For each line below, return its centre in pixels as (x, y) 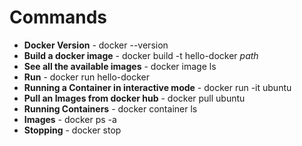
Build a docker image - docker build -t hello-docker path (141, 55)
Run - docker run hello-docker (87, 77)
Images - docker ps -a (70, 119)
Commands (58, 17)
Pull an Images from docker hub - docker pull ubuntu (134, 98)
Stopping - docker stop (72, 130)
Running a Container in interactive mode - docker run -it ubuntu (157, 87)
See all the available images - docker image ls (120, 66)
